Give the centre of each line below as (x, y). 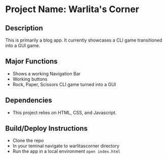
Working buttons (30, 79)
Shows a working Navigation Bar (47, 73)
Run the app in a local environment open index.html (66, 151)
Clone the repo (28, 141)
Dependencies (29, 101)
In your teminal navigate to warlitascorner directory (66, 146)
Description (24, 28)
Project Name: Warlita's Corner (72, 9)
